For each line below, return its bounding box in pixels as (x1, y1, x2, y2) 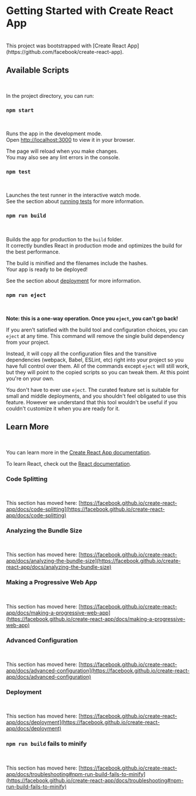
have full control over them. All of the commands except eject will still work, (6, 362, 190, 370)
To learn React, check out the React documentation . (6, 460, 132, 467)
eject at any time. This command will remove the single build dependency (6, 332, 185, 339)
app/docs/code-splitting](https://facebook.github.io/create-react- (6, 505, 165, 513)
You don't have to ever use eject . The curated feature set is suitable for (6, 386, 179, 393)
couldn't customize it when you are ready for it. (6, 405, 120, 412)
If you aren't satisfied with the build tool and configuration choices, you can (6, 326, 188, 333)
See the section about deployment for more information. (6, 277, 142, 284)
